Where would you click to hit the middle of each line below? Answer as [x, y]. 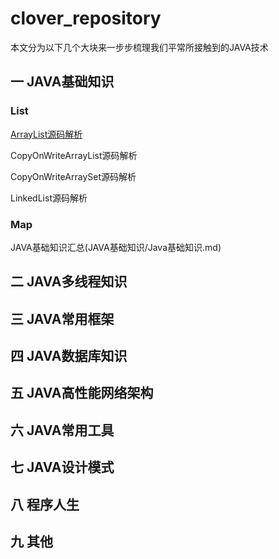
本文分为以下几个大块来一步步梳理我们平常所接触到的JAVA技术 [139, 47]
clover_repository [86, 18]
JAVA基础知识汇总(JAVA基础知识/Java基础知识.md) [116, 247]
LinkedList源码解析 [49, 198]
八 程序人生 [45, 504]
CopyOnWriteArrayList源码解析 [74, 155]
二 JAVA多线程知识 [69, 282]
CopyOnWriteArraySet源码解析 [73, 176]
